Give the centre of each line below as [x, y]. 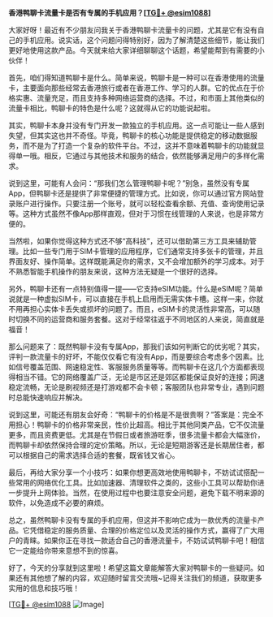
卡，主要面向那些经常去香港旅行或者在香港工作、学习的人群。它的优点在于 [133, 88]
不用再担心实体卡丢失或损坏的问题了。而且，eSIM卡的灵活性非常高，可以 [131, 309]
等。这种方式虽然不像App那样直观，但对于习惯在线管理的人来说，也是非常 [133, 214]
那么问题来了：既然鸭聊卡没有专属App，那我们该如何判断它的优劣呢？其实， [136, 347]
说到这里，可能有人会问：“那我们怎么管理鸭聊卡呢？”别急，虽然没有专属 [129, 183]
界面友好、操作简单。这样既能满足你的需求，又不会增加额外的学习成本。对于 [136, 261]
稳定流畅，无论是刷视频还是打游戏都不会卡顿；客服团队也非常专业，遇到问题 [136, 387]
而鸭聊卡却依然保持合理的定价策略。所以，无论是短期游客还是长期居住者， [133, 445]
